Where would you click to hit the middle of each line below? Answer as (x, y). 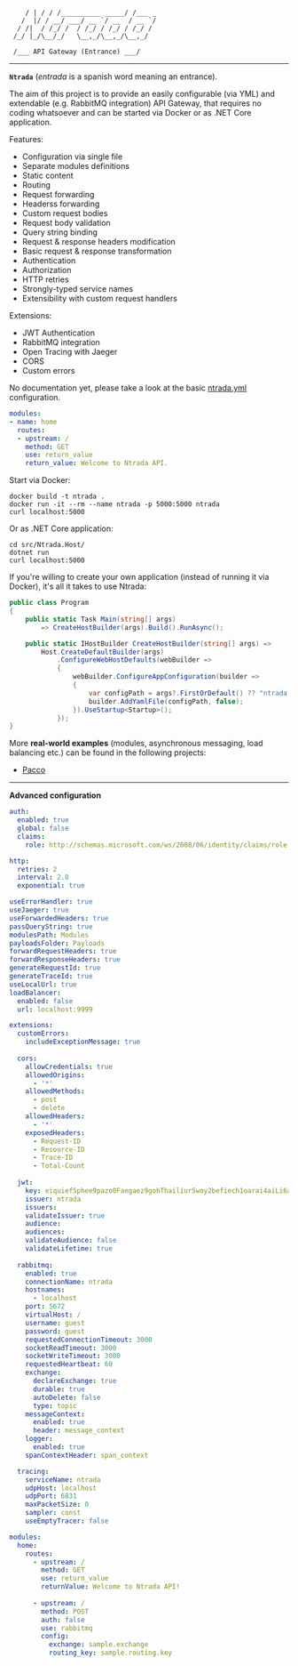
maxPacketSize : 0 (57, 1505)
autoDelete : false (67, 1397)
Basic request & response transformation (97, 251)
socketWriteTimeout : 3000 (73, 1356)
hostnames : (45, 1290)
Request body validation (66, 223)
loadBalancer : (35, 993)
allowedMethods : (55, 1091)
